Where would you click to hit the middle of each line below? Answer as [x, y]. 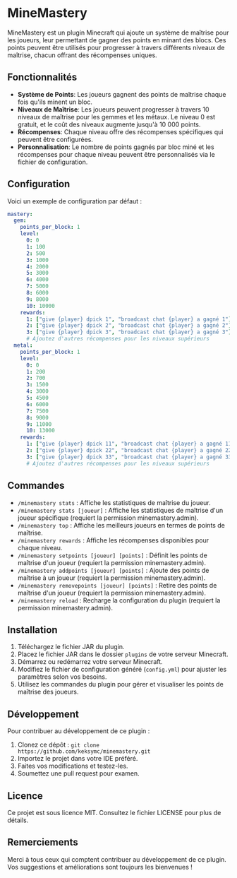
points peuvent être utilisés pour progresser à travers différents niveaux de [116, 47]
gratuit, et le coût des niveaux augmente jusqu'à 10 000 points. [109, 124]
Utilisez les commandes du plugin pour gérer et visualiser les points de [120, 684]
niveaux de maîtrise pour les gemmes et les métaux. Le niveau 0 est [116, 117]
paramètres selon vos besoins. [62, 677]
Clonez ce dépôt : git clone [59, 745]
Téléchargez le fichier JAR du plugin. [71, 647]
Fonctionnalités [42, 77]
